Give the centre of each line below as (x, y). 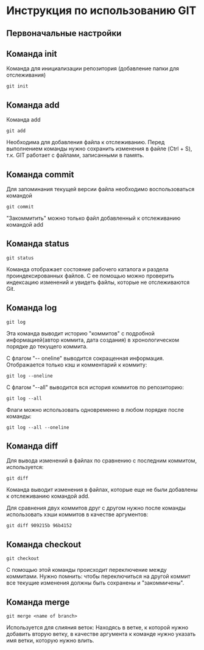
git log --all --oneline (38, 427)
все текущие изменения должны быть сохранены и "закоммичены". (95, 583)
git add (16, 131)
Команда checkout (44, 544)
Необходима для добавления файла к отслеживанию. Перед (86, 142)
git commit (20, 207)
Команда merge (38, 602)
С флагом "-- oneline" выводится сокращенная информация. (85, 358)
